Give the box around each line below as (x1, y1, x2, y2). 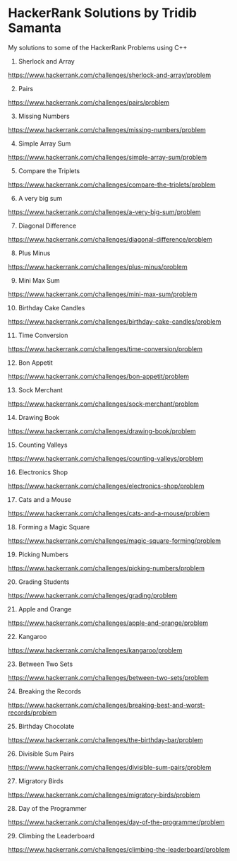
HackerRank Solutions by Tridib (8, 5, 197, 21)
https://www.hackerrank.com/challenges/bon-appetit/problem (8, 372, 190, 380)
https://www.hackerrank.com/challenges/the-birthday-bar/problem (8, 735, 203, 744)
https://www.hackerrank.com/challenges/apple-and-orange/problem (8, 619, 209, 627)
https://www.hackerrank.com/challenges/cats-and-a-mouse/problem (8, 509, 210, 517)
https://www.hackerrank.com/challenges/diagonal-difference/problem (8, 235, 212, 243)
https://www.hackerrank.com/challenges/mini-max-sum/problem (8, 290, 197, 298)
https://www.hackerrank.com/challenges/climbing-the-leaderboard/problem (8, 845, 230, 853)
